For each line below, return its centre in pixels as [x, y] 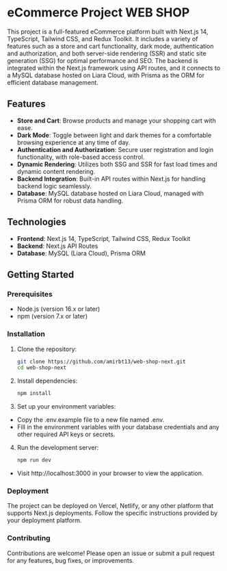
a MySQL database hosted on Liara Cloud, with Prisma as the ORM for [106, 75]
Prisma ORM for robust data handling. [70, 201]
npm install [34, 394]
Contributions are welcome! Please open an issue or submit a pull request [111, 553]
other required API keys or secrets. [66, 434]
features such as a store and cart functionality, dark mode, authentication [110, 46]
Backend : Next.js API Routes [57, 246]
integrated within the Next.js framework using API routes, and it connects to [114, 68]
